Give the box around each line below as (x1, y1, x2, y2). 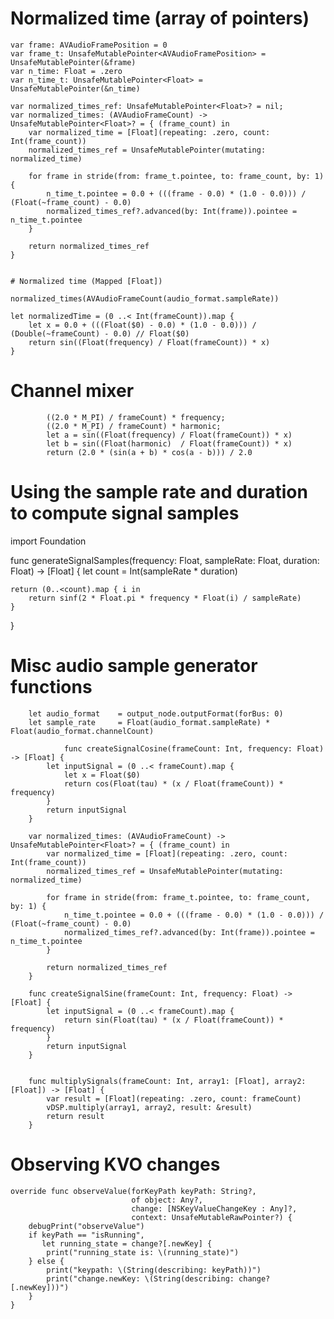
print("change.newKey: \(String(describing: (46, 1273, 235, 1284)
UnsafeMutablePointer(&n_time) (10, 83, 141, 94)
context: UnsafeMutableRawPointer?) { (131, 1212, 293, 1222)
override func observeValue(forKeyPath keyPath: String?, (10, 1186, 257, 1196)
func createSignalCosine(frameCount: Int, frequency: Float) (63, 743, 325, 754)
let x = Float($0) (63, 770, 141, 780)
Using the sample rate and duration (10, 481, 308, 504)
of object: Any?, (131, 1195, 203, 1205)
